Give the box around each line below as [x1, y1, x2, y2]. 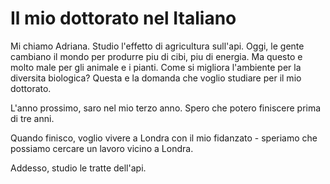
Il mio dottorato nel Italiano [10, 7, 237, 30]
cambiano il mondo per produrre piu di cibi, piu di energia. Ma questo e [10, 50, 303, 62]
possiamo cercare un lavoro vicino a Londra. [10, 142, 194, 154]
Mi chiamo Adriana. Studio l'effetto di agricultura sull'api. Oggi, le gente [10, 40, 305, 52]
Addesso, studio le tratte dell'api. [10, 162, 147, 174]
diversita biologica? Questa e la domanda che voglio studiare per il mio [10, 72, 302, 84]
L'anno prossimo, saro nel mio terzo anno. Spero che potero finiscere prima [10, 102, 322, 114]
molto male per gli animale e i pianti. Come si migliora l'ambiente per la [10, 61, 302, 73]
